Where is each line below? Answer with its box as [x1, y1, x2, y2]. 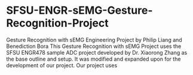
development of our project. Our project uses [6, 61, 118, 69]
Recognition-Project [6, 16, 109, 30]
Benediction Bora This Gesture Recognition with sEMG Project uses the [6, 43, 182, 50]
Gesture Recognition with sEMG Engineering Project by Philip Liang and [6, 36, 182, 43]
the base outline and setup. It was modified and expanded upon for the [6, 55, 181, 62]
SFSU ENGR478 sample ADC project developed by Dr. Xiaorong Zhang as [6, 49, 188, 56]
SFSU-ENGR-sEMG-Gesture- [6, 4, 153, 17]
